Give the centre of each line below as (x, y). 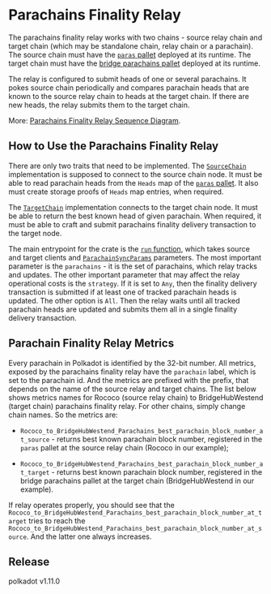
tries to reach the (57, 520)
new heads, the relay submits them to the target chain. (99, 105)
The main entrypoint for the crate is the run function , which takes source (129, 248)
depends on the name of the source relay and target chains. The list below (132, 389)
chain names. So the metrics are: (64, 415)
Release (29, 562)
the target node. (35, 233)
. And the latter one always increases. (89, 536)
